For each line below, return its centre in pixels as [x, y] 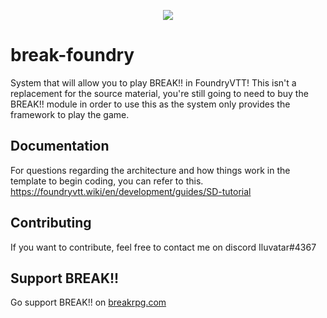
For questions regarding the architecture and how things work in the [150, 170]
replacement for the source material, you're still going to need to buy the [159, 93]
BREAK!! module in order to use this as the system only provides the [150, 104]
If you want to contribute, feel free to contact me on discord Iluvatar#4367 [163, 247]
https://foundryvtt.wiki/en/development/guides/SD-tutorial [131, 191]
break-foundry [72, 55]
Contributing [51, 223]
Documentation [60, 146]
